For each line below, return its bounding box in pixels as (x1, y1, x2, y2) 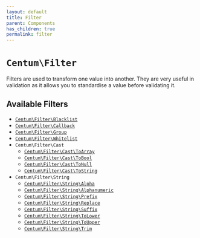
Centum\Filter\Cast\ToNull (24, 161, 92, 167)
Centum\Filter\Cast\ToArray (24, 148, 95, 154)
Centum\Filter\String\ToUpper (24, 219, 101, 225)
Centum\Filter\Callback (15, 122, 76, 129)
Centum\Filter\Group (15, 129, 67, 135)
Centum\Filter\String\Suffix (24, 207, 98, 213)
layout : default (6, 8, 47, 15)
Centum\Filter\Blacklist (15, 116, 78, 122)
